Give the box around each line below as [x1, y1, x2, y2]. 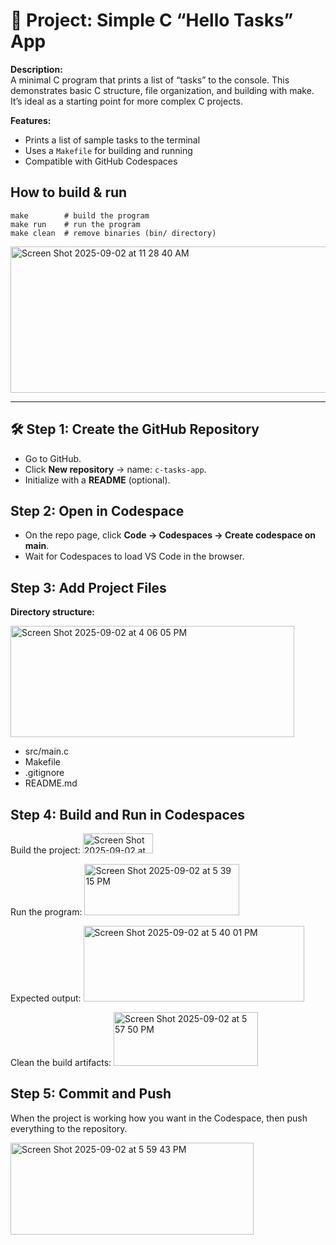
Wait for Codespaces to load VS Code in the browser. [24, 550, 245, 563]
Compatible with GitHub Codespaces [24, 155, 178, 167]
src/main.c [24, 745, 70, 758]
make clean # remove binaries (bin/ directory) [10, 228, 217, 238]
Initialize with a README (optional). [24, 474, 171, 486]
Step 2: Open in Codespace [10, 502, 185, 519]
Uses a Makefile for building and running [24, 144, 193, 156]
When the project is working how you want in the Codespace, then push [10, 1112, 308, 1124]
